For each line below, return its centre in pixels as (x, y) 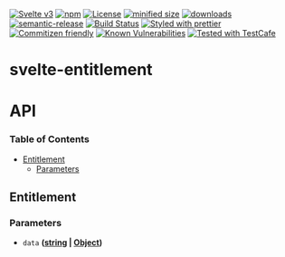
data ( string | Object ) (62, 243)
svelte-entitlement (81, 70)
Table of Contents (50, 139)
